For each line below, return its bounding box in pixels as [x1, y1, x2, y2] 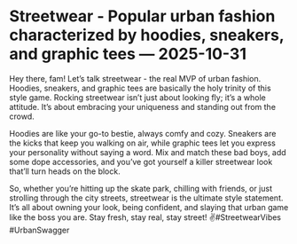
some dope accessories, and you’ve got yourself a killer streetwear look [9, 156, 273, 167]
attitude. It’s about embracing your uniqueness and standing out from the [9, 101, 277, 112]
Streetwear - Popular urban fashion [9, 6, 276, 27]
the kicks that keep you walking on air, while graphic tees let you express [9, 138, 277, 148]
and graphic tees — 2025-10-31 [9, 44, 246, 64]
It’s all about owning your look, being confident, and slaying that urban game [9, 201, 289, 212]
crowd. [9, 111, 35, 122]
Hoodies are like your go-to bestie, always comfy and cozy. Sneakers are [9, 128, 277, 138]
